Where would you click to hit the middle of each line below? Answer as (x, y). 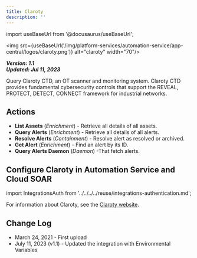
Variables (26, 250)
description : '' (26, 17)
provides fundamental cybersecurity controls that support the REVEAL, (92, 87)
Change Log (29, 223)
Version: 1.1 (20, 63)
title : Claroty (25, 12)
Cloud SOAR (29, 179)
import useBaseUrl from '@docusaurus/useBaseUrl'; (70, 34)
